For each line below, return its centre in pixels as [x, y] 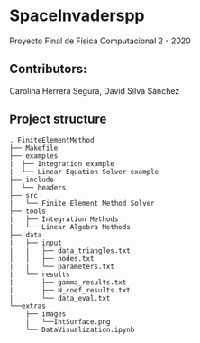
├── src [24, 195]
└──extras [28, 306]
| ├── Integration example [62, 163]
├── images [46, 314]
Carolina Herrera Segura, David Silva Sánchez [95, 90]
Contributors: [48, 69]
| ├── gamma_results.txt [68, 282]
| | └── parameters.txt [62, 266]
